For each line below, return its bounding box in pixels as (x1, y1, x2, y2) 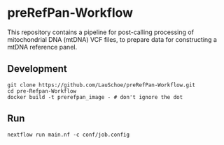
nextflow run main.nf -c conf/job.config (7, 131, 130, 138)
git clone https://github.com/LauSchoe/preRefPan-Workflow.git (7, 82, 196, 89)
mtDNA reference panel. (7, 43, 78, 51)
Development (7, 63, 68, 75)
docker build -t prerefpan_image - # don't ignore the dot (7, 93, 183, 100)
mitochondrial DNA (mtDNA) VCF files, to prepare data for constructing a (7, 35, 217, 43)
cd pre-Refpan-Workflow (7, 87, 77, 95)
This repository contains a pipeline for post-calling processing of (7, 28, 195, 36)
